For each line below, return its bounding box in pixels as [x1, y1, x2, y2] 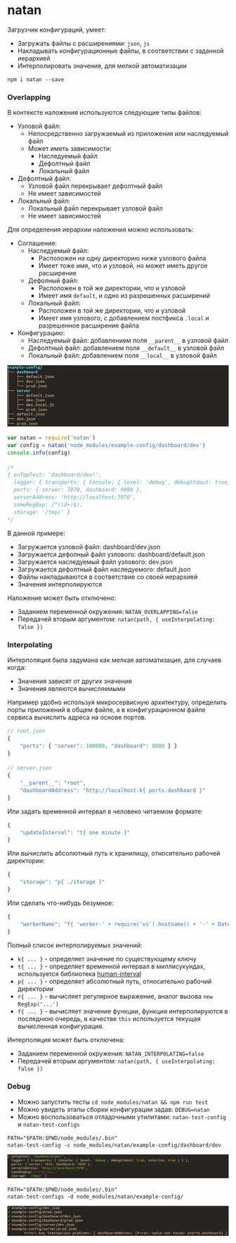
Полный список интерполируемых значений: [7, 941, 143, 949]
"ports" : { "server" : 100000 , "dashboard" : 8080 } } [20, 742, 178, 749]
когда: [7, 663, 27, 671]
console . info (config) [7, 449, 71, 456]
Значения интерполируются [17, 580, 103, 588]
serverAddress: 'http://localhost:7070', [13, 494, 137, 501]
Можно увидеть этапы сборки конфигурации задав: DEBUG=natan [17, 1105, 210, 1113]
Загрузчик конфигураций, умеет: [7, 25, 107, 34]
